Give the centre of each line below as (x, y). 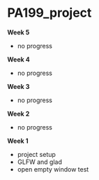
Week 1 (18, 141)
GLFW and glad (40, 162)
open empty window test (53, 169)
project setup (36, 154)
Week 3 (18, 86)
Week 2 (18, 113)
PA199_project (49, 13)
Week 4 (18, 59)
